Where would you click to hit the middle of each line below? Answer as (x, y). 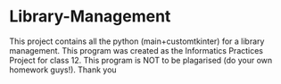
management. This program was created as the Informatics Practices (136, 50)
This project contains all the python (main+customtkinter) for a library (137, 41)
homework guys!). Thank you (63, 70)
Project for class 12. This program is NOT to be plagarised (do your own (141, 60)
